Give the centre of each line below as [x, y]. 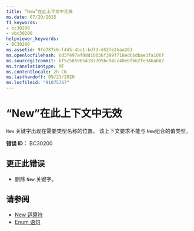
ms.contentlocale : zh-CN [36, 72]
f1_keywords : [22, 22]
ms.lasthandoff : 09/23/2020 [41, 77]
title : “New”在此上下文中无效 [40, 11]
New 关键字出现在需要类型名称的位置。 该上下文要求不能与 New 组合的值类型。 [98, 130]
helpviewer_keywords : [33, 39]
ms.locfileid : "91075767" [38, 83]
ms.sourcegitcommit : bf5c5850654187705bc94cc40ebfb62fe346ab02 [85, 61]
